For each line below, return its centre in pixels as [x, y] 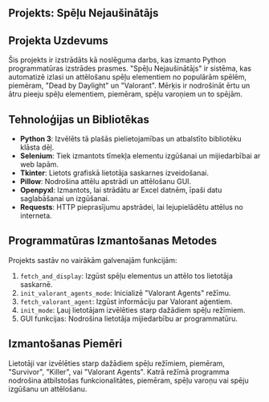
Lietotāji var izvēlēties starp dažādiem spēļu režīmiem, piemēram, [116, 363]
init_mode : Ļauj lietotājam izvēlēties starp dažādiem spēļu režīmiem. [132, 310]
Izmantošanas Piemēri [65, 344]
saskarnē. [36, 284]
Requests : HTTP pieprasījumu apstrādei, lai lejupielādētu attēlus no [131, 207]
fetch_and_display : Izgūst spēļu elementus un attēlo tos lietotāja [126, 276]
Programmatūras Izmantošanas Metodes [113, 241]
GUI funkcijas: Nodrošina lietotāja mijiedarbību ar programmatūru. [129, 318]
